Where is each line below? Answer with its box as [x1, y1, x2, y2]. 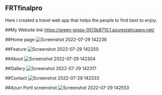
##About [5, 56, 23, 62]
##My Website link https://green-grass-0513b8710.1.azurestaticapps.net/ [5, 27, 155, 33]
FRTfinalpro [5, 4, 43, 12]
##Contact [5, 75, 27, 81]
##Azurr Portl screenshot [5, 85, 57, 91]
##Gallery [5, 65, 26, 71]
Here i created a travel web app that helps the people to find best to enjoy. [5, 17, 158, 23]
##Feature [5, 46, 26, 52]
